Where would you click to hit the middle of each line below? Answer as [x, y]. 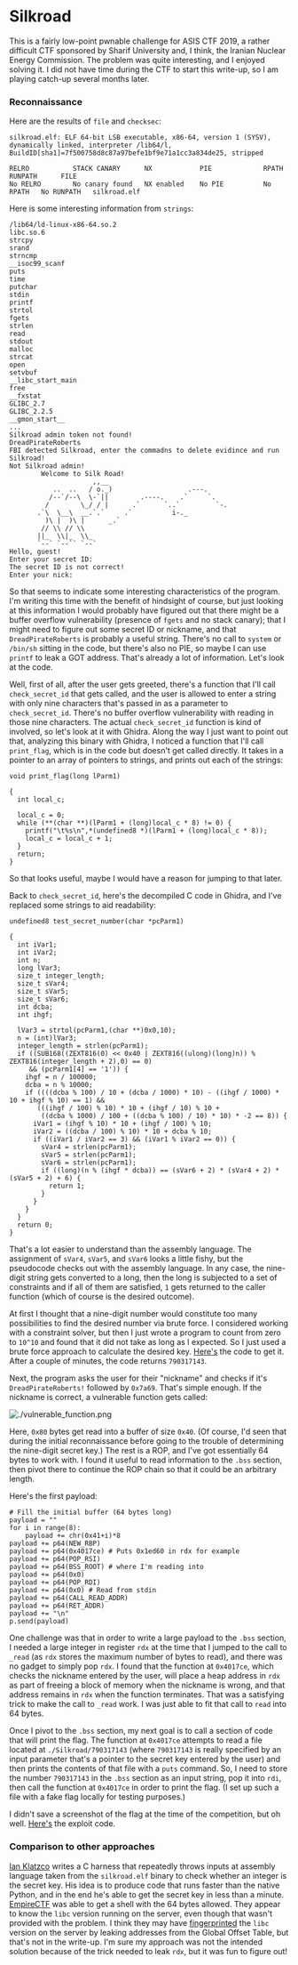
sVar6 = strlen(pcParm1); [89, 1163]
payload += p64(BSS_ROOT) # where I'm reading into [106, 1567]
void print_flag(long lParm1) [65, 777]
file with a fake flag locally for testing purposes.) [98, 1797]
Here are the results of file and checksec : [85, 121]
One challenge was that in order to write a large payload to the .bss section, [148, 1638]
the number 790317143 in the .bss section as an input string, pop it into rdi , [145, 1778]
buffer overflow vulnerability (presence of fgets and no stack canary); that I [148, 620]
